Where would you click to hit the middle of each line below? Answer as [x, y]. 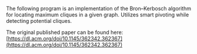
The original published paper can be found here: [65, 32]
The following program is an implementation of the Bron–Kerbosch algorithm [98, 9]
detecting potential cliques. [39, 21]
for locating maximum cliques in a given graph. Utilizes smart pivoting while [98, 15]
